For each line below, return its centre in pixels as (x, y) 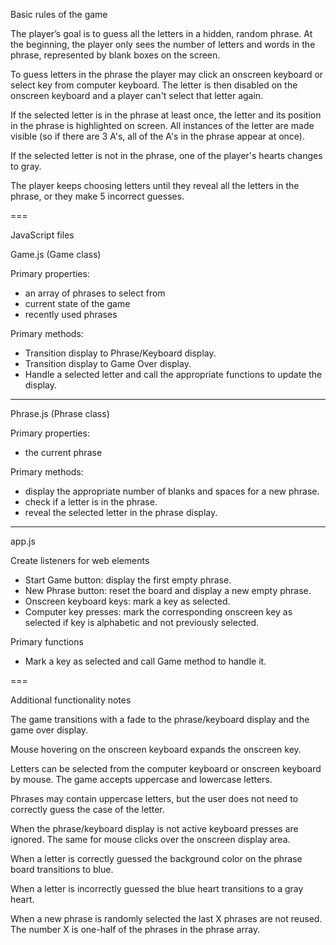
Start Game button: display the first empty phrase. (128, 580)
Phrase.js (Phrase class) (60, 413)
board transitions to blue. (62, 869)
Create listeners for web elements (80, 560)
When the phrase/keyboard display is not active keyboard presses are (154, 828)
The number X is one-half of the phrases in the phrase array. (135, 929)
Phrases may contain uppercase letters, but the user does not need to (154, 798)
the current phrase (63, 452)
